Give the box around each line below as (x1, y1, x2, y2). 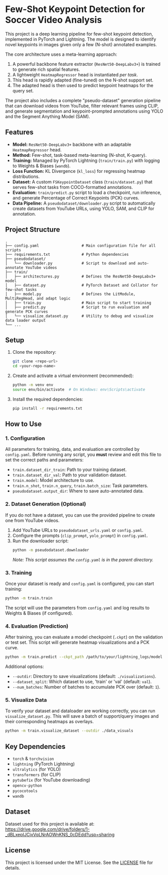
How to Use (5, 420, 42, 428)
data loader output (5, 318, 46, 323)
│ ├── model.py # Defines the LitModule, (5, 291, 136, 297)
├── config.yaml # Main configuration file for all (5, 243, 156, 248)
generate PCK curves (5, 309, 49, 314)
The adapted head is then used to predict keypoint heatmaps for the (12, 82, 154, 88)
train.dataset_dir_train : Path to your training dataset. (12, 466, 127, 473)
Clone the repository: (12, 349, 57, 355)
